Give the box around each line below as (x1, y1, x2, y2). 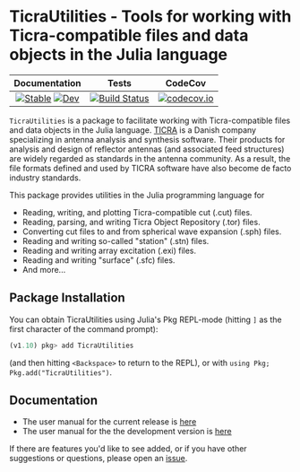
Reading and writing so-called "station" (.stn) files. (21, 235, 210, 246)
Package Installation (9, 290, 125, 306)
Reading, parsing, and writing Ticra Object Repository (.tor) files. (21, 216, 261, 227)
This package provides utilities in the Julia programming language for (9, 189, 265, 200)
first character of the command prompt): (9, 323, 159, 334)
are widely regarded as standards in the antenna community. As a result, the (9, 153, 291, 163)
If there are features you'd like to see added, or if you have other (9, 443, 248, 454)
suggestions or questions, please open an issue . (9, 453, 188, 464)
